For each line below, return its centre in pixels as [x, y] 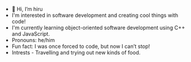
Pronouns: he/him [33, 40]
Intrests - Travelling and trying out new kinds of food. [76, 52]
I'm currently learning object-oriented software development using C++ [98, 27]
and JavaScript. [31, 34]
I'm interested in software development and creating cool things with [95, 15]
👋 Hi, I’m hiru [27, 9]
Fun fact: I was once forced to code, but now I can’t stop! [81, 46]
